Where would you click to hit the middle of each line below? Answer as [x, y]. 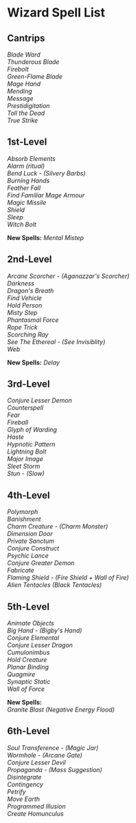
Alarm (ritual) [26, 166]
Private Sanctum [31, 541]
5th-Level [29, 607]
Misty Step [22, 312]
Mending [20, 91]
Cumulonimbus [29, 652]
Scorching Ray [28, 334]
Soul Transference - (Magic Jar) [53, 747]
